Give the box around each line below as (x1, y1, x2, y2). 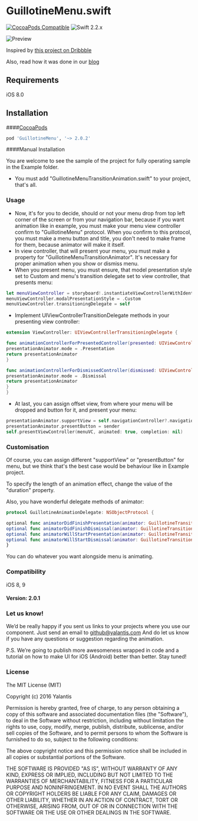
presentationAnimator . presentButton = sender (6, 423, 120, 429)
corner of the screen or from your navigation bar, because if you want (14, 216, 184, 223)
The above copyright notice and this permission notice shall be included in (6, 747, 187, 754)
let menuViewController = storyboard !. (6, 290, 104, 296)
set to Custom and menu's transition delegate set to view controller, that (14, 272, 190, 279)
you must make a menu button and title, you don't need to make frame (14, 235, 186, 242)
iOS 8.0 (6, 90, 24, 98)
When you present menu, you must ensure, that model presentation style (14, 266, 192, 273)
